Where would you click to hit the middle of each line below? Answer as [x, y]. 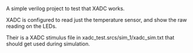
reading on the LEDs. [31, 26]
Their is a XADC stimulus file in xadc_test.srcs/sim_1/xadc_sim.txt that [90, 37]
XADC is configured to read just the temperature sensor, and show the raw [96, 20]
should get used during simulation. [48, 44]
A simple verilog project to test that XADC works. [65, 9]
